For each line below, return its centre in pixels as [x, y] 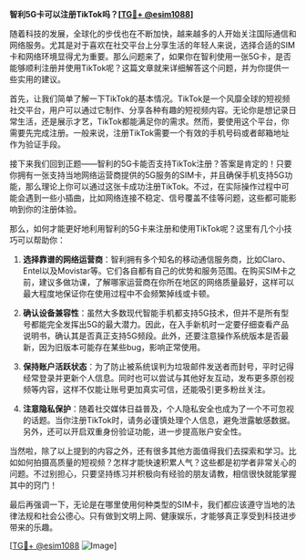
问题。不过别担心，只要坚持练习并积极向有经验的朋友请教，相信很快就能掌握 [153, 474]
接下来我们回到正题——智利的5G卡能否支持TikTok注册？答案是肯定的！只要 [151, 164]
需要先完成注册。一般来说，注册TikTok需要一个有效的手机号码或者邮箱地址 [149, 133]
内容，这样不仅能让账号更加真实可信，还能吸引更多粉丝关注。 [154, 389]
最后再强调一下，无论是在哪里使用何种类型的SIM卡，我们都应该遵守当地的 [148, 504]
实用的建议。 [41, 79]
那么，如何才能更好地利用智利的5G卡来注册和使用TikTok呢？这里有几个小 [147, 228]
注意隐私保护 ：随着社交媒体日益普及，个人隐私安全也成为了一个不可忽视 [158, 409]
